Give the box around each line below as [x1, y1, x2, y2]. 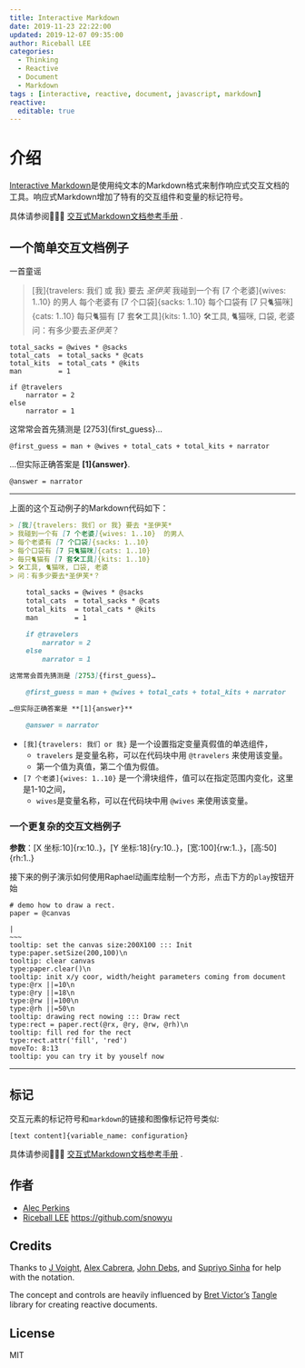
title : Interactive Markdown [9, 13, 120, 23]
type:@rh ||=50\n [9, 1004, 75, 1014]
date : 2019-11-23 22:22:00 [9, 22, 112, 31]
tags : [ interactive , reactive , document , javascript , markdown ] [9, 89, 261, 98]
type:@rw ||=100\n [9, 996, 79, 1005]
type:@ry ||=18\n [9, 988, 75, 997]
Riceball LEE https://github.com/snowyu [22, 1212, 172, 1223]
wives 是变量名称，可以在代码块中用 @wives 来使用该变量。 [35, 794, 253, 805]
